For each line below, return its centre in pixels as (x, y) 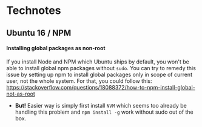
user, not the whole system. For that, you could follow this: (79, 81)
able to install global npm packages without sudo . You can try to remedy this (101, 68)
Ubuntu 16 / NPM (39, 33)
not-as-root (21, 94)
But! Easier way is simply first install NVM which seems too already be (101, 105)
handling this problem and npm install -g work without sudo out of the (104, 112)
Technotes (34, 11)
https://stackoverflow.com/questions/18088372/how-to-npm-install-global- (101, 87)
